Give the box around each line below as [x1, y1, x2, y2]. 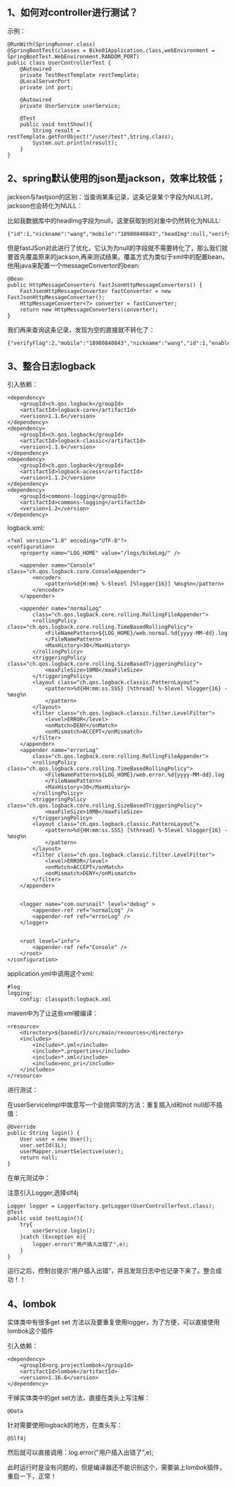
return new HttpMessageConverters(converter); [20, 306, 159, 313]
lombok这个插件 [7, 1326, 54, 1336]
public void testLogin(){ [7, 1215, 83, 1222]
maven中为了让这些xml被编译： [7, 1009, 99, 1017]
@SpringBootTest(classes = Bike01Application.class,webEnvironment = [7, 46, 216, 54]
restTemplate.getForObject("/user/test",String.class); [7, 133, 174, 140]
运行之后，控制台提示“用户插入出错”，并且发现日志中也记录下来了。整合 [7, 1267, 216, 1275]
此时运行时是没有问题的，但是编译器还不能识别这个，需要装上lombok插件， [7, 1463, 226, 1472]
